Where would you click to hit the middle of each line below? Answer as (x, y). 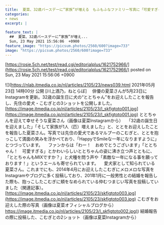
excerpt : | (16, 23)
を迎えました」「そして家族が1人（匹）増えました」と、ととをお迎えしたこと (82, 126)
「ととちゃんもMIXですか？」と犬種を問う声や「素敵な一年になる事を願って (82, 157)
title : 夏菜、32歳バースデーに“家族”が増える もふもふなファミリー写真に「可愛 (78, 10)
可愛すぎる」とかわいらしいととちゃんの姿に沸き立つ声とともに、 (88, 151)
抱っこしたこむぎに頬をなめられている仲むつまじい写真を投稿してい (90, 182)
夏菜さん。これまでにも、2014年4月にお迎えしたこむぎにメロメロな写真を (80, 169)
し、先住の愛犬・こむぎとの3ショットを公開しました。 (60, 103)
